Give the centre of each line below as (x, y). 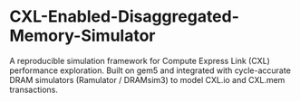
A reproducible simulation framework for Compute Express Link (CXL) (140, 60)
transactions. (34, 89)
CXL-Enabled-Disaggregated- (125, 17)
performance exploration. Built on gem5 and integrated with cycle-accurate (150, 70)
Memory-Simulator (82, 36)
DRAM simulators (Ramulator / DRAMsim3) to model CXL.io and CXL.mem (147, 79)
